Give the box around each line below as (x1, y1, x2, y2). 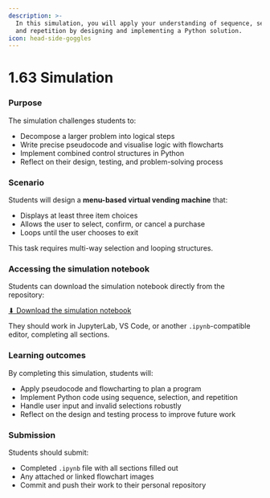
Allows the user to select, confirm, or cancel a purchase (19, 219, 206, 229)
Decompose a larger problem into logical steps (19, 131, 175, 141)
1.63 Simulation (8, 69, 114, 87)
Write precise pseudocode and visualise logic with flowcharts (19, 140, 223, 149)
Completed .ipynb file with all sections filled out (19, 463, 178, 472)
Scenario (8, 177, 44, 188)
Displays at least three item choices (19, 210, 138, 221)
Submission (8, 429, 56, 440)
